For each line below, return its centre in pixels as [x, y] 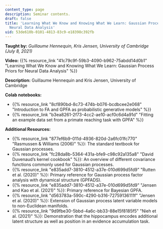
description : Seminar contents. [38, 14]
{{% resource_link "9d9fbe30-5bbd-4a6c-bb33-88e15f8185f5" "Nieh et [84, 211]
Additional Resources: [28, 129]
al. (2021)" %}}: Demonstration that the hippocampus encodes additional [85, 216]
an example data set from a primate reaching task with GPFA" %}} [78, 120]
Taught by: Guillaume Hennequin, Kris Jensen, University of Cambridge [77, 46]
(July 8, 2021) [19, 51]
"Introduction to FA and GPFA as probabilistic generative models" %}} [81, 109]
